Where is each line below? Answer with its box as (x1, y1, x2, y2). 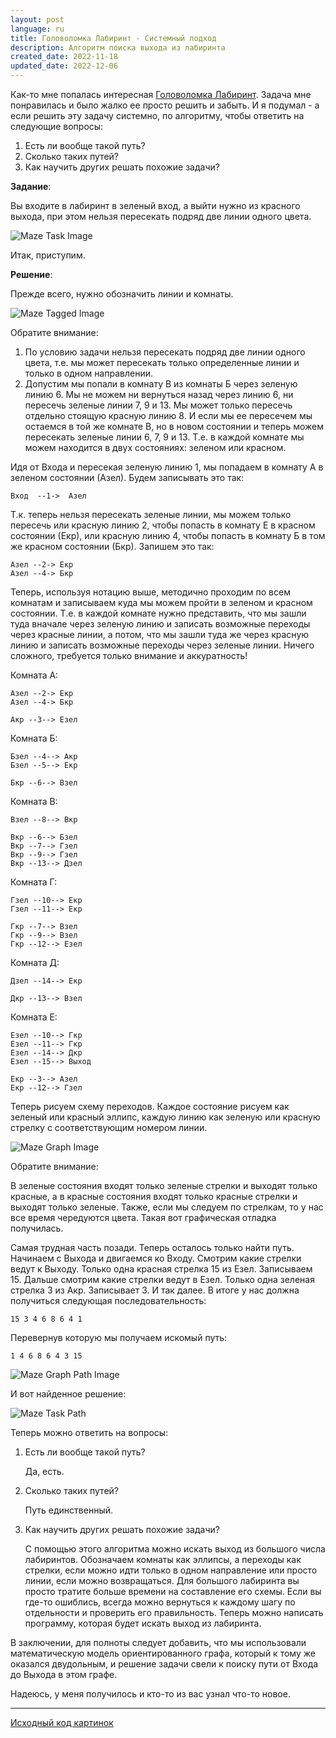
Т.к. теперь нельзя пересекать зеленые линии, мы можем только (10, 509, 292, 520)
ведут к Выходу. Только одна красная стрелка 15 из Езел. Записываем (10, 1263, 313, 1275)
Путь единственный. (24, 1504, 114, 1516)
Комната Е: (10, 1011, 58, 1023)
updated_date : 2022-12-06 (10, 61, 118, 71)
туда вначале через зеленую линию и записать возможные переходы (10, 618, 311, 630)
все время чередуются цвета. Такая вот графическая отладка (10, 1212, 277, 1223)
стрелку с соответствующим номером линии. (10, 1122, 208, 1133)
